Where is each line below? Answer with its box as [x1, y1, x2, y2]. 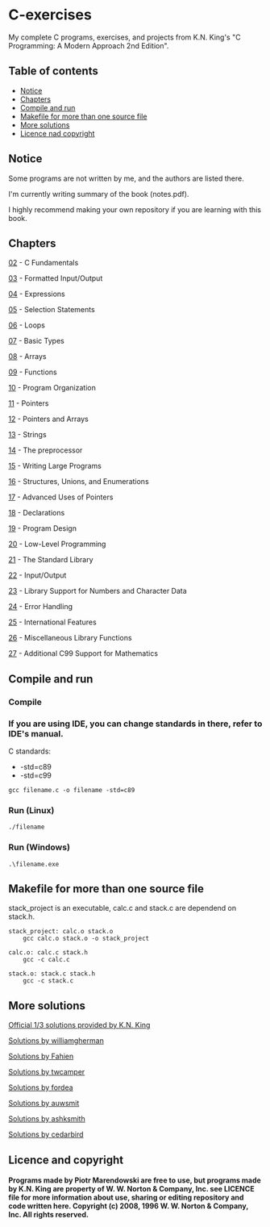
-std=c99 [19, 770, 52, 780]
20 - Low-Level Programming [8, 539, 106, 549]
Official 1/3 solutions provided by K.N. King [8, 1020, 151, 1030]
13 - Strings [8, 430, 47, 440]
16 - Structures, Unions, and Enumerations [8, 477, 149, 486]
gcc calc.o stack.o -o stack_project [23, 934, 150, 943]
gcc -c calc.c [23, 956, 70, 964]
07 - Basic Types [8, 336, 64, 346]
